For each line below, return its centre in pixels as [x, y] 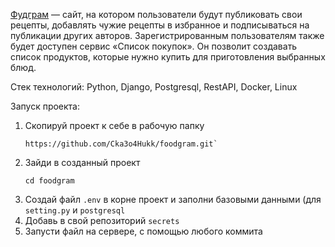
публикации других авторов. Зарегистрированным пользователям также [167, 35]
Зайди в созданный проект [82, 162]
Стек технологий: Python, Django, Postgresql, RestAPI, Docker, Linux [154, 87]
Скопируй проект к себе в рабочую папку [114, 125]
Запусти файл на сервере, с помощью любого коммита [143, 231]
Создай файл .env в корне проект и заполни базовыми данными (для [173, 199]
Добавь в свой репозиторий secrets [102, 220]
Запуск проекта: [45, 106]
